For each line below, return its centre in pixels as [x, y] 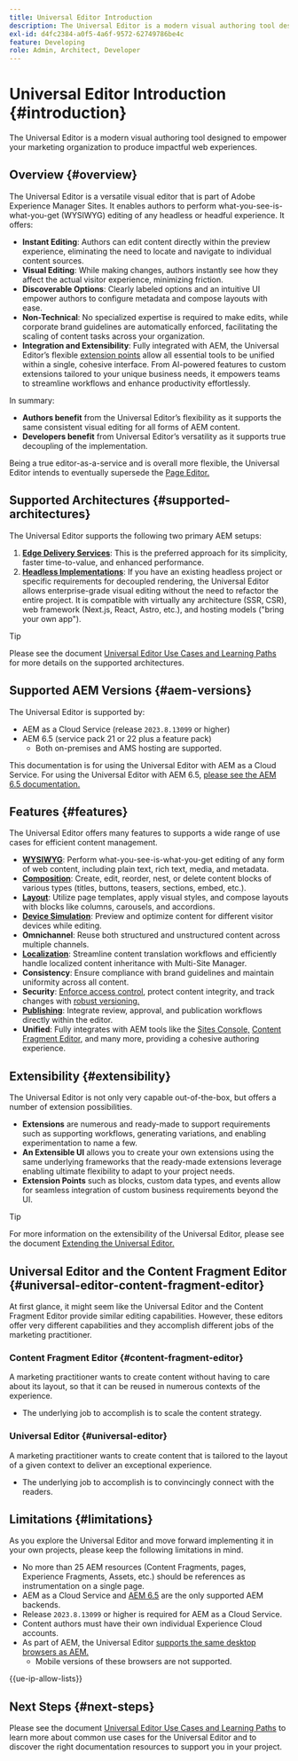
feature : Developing [47, 42]
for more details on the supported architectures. [97, 663]
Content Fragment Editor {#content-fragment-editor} [126, 1357]
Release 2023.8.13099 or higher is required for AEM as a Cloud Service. [152, 1615]
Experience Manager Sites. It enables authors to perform [113, 206]
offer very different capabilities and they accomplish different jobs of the [141, 1325]
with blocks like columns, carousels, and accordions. [118, 907]
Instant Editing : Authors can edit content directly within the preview [146, 241]
